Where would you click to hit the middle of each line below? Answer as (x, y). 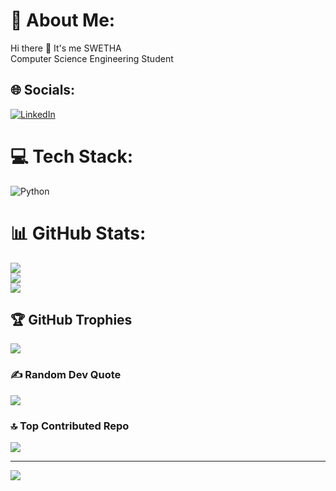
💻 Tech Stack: (72, 156)
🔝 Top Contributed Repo (70, 426)
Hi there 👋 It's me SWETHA (66, 48)
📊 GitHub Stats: (78, 233)
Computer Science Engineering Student (92, 58)
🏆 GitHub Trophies (71, 320)
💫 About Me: (63, 20)
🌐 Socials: (43, 90)
